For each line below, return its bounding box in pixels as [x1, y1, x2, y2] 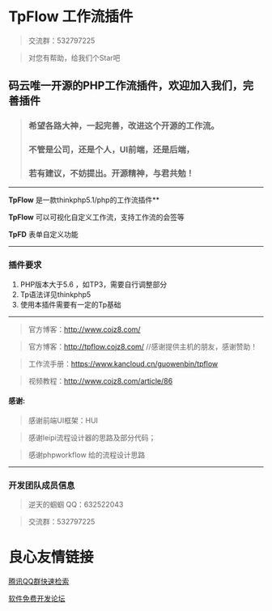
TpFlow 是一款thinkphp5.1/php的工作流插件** [8, 195, 160, 205]
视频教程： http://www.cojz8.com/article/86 [28, 376, 173, 385]
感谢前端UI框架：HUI [28, 415, 99, 425]
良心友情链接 [8, 548, 95, 566]
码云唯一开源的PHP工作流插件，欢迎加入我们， [8, 78, 243, 93]
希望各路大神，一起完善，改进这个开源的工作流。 [28, 121, 220, 132]
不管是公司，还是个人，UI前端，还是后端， [28, 144, 195, 155]
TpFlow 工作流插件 [8, 7, 134, 26]
